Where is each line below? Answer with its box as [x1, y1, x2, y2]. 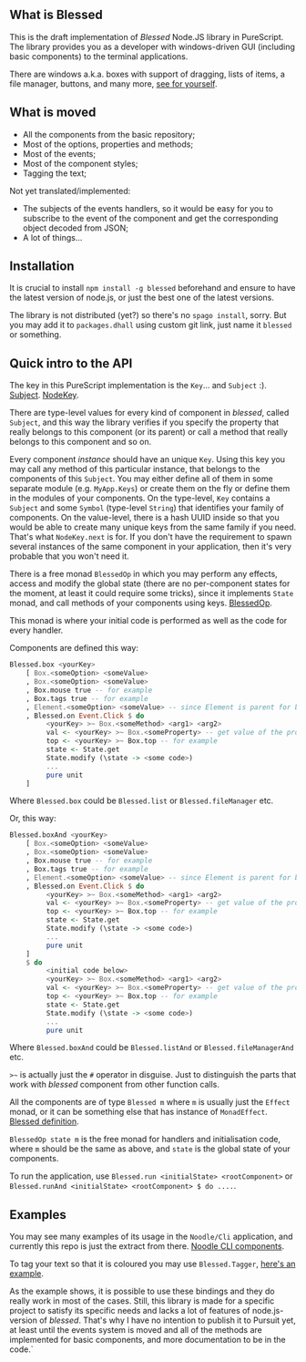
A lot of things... [22, 232, 83, 242]
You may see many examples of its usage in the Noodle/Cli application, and [9, 1231, 293, 1243]
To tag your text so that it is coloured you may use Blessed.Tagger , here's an [9, 1258, 296, 1270]
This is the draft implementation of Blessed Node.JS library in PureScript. [9, 31, 284, 42]
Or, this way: [9, 813, 56, 824]
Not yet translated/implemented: [9, 185, 131, 196]
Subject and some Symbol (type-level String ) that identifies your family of [9, 502, 284, 513]
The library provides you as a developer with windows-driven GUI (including [9, 41, 296, 52]
